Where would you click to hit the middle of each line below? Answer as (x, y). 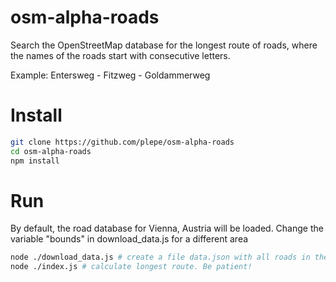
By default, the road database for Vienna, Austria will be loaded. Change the (167, 228)
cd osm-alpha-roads (51, 151)
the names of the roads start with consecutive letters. (120, 55)
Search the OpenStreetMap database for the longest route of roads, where (164, 45)
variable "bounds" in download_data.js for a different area (129, 239)
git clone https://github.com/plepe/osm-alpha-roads (122, 142)
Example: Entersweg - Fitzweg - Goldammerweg (110, 75)
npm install (35, 161)
